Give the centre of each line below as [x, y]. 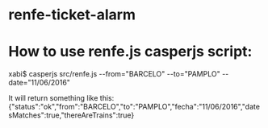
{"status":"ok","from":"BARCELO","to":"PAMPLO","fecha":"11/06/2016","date [134, 107]
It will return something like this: [61, 98]
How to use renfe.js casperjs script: [130, 52]
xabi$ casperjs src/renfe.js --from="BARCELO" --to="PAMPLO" [114, 74]
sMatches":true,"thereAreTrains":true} [71, 115]
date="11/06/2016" [40, 83]
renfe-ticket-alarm [72, 15]
